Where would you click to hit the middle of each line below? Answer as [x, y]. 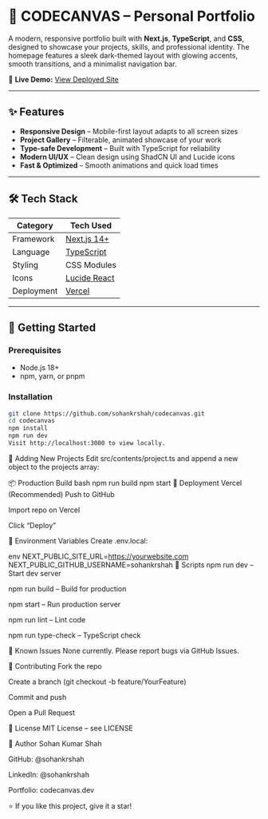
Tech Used [91, 225]
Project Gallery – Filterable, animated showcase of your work [120, 140]
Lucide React [90, 277]
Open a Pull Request [42, 712]
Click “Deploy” [32, 525]
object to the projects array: [54, 467]
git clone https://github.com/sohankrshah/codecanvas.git [106, 413]
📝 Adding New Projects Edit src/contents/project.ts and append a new [123, 458]
